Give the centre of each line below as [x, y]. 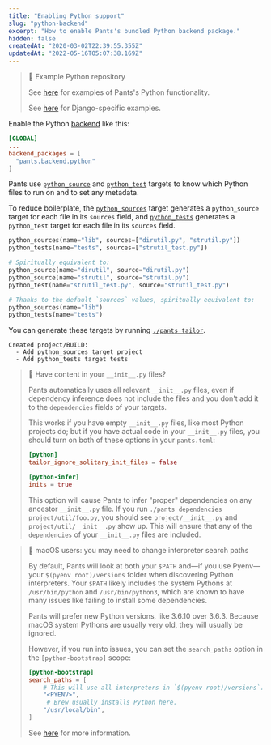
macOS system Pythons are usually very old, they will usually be [135, 624]
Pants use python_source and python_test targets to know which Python [128, 184]
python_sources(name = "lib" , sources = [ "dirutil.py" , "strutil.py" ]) [125, 241]
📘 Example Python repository [76, 77]
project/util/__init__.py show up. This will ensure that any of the [140, 526]
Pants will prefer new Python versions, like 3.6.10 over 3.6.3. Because [143, 615]
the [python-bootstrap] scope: [80, 658]
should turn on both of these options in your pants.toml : [122, 440]
